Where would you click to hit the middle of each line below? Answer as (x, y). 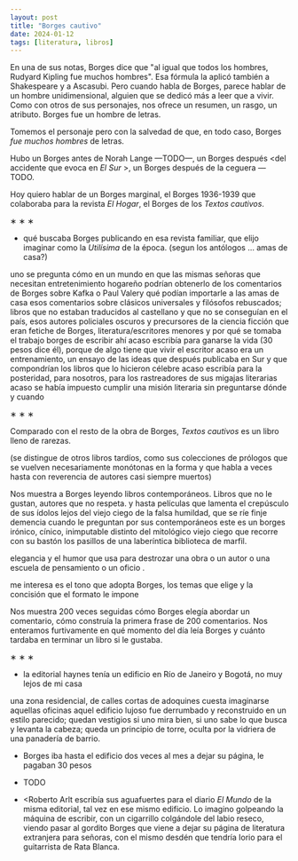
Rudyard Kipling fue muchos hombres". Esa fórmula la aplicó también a (140, 77)
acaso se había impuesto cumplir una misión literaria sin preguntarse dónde (149, 388)
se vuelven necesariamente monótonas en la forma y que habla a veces (141, 468)
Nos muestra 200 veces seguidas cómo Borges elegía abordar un (130, 612)
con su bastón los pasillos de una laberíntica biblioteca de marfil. (129, 541)
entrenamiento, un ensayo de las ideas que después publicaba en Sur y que (149, 359)
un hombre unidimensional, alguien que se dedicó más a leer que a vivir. (142, 96)
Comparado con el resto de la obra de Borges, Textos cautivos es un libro (145, 431)
